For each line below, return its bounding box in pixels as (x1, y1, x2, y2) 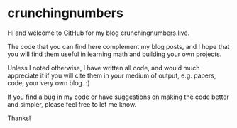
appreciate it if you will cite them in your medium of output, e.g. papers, (7, 71, 216, 80)
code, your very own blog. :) (7, 78, 90, 87)
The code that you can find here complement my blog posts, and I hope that (7, 42, 230, 50)
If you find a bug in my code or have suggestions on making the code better (7, 92, 229, 101)
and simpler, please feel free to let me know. (7, 100, 137, 108)
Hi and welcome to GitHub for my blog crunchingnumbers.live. (7, 28, 190, 37)
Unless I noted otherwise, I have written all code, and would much (7, 63, 200, 72)
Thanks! (7, 114, 31, 122)
